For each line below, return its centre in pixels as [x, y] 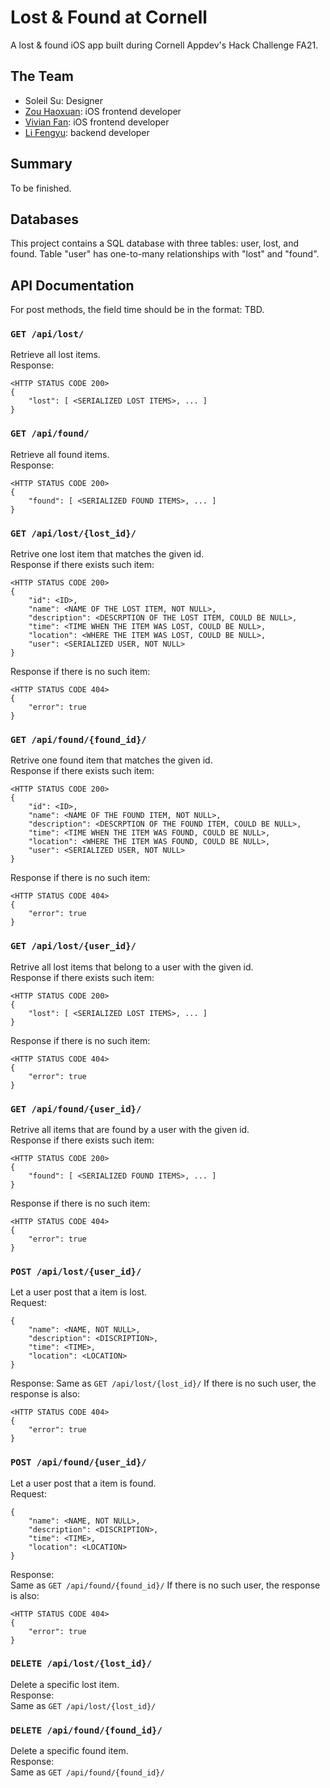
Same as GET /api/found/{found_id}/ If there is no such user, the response [165, 1585]
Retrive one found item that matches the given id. [111, 760]
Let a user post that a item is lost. [79, 1292]
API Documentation [72, 285]
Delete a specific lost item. [65, 1684]
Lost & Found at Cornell [109, 17]
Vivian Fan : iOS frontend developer [97, 122]
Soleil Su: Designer [64, 100]
